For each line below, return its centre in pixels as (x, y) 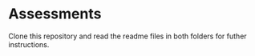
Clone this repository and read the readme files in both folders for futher (127, 36)
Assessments (55, 14)
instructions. (29, 44)
